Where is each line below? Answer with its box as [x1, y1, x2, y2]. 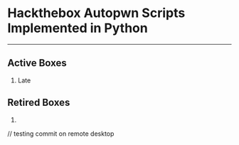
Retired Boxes [7, 97, 70, 109]
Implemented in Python [7, 20, 148, 36]
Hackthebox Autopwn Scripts [7, 5, 186, 21]
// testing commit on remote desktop [7, 129, 115, 138]
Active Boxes [7, 57, 68, 69]
